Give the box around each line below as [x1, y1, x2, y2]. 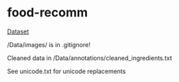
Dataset [7, 27, 29, 36]
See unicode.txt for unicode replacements [7, 67, 126, 75]
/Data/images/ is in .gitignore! [7, 40, 91, 49]
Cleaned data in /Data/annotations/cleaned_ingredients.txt [7, 53, 173, 62]
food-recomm [7, 5, 88, 20]
